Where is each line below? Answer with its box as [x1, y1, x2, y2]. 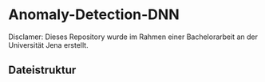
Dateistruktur [8, 64, 77, 77]
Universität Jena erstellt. [8, 40, 89, 49]
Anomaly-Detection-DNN [8, 6, 180, 24]
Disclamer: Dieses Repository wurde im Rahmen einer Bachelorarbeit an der [8, 32, 258, 41]
